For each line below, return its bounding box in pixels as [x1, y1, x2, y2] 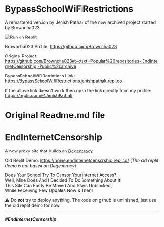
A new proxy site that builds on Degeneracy [5, 148, 93, 154]
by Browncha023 [5, 24, 40, 30]
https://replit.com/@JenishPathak [5, 93, 73, 98]
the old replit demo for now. [5, 202, 61, 208]
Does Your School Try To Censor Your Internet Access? [5, 172, 117, 178]
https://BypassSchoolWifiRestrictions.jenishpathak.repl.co [5, 78, 122, 84]
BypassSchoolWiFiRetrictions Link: [5, 73, 75, 78]
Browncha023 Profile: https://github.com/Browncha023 [5, 43, 117, 49]
